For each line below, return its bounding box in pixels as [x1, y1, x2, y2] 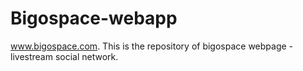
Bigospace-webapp [10, 7, 178, 30]
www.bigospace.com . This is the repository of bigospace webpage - [10, 40, 294, 52]
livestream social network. [10, 50, 119, 62]
